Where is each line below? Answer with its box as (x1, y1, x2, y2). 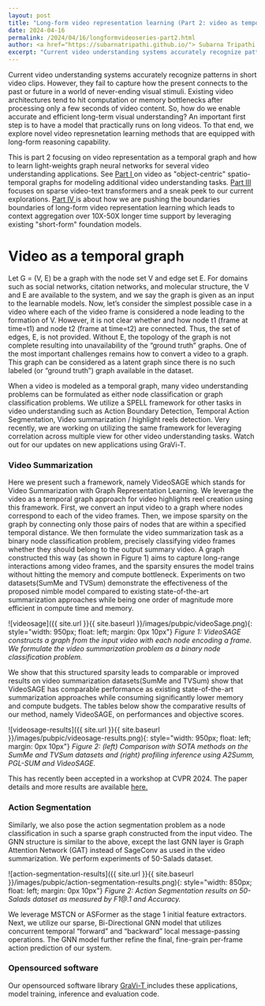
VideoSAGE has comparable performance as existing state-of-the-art (8, 684, 234, 694)
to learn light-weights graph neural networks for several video (8, 161, 210, 170)
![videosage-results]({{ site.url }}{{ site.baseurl (8, 725, 160, 735)
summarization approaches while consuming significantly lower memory (8, 693, 244, 703)
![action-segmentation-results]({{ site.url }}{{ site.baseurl (8, 868, 194, 878)
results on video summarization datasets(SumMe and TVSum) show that (8, 676, 244, 686)
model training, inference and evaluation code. (8, 989, 159, 998)
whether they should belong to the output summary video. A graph (8, 544, 225, 554)
